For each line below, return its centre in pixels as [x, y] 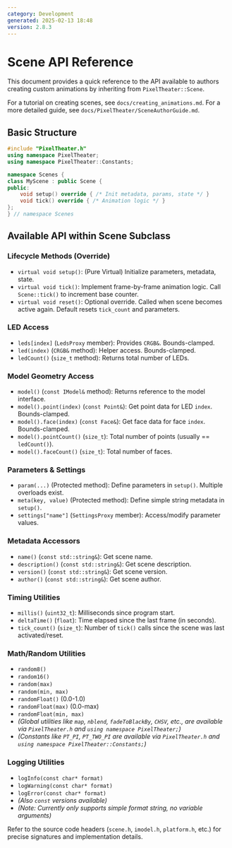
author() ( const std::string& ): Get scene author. [89, 579]
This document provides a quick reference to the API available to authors [113, 81]
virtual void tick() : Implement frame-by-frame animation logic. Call [119, 286]
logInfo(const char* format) [60, 778]
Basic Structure [42, 132]
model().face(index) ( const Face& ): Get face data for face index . [111, 422]
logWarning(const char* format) [65, 786]
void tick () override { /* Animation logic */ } [93, 201]
